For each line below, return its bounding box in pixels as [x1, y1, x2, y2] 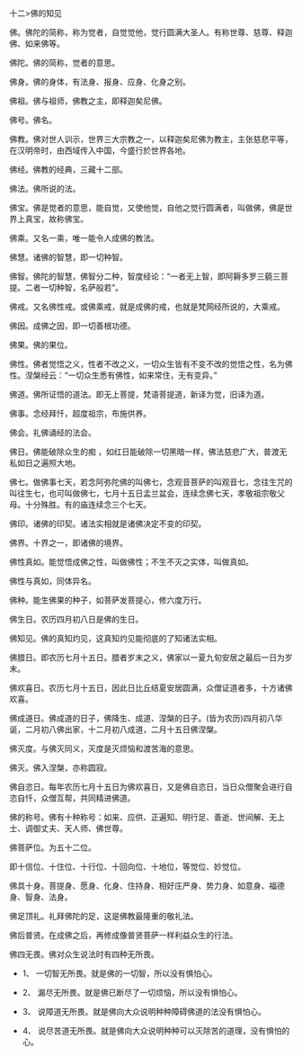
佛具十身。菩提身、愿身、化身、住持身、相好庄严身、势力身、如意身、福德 [9, 881, 285, 890]
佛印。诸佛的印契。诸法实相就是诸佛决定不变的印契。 [9, 518, 207, 529]
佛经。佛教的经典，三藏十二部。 [9, 165, 128, 175]
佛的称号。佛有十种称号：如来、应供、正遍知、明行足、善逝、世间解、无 [9, 812, 277, 822]
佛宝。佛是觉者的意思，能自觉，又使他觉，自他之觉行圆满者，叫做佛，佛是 [9, 202, 285, 213]
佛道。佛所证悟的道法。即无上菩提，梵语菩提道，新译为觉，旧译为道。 [9, 389, 270, 399]
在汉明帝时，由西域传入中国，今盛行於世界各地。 [9, 145, 191, 156]
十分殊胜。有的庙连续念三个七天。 [24, 499, 151, 510]
